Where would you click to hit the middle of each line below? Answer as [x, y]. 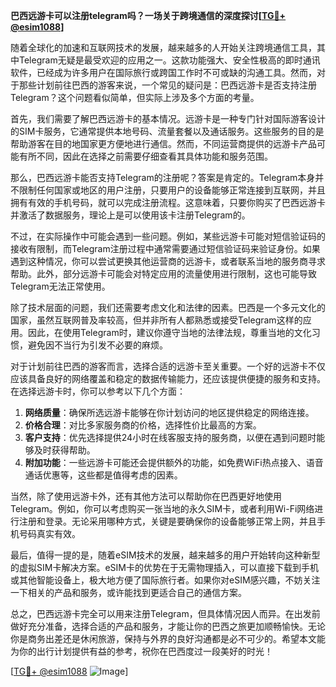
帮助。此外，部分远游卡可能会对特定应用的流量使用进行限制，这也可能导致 [163, 273]
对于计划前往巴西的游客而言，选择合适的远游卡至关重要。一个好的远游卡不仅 [168, 366]
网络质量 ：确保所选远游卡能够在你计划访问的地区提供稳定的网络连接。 [169, 412]
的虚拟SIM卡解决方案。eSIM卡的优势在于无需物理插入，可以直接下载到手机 [164, 567]
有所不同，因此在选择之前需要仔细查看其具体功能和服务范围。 [145, 156]
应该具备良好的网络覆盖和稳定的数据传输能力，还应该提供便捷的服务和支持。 [168, 378]
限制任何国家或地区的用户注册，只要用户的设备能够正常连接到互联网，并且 [172, 190]
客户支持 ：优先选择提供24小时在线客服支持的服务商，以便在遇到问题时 [170, 437]
